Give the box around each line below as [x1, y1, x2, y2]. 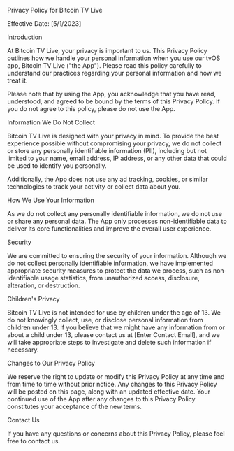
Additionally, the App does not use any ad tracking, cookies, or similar [7, 175, 208, 183]
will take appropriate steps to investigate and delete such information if [7, 338, 212, 346]
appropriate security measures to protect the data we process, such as [7, 266, 212, 275]
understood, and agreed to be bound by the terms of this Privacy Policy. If [7, 97, 220, 106]
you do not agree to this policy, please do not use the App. [7, 105, 176, 113]
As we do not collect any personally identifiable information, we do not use [7, 210, 222, 217]
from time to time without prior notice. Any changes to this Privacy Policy [7, 380, 217, 388]
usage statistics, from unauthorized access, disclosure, [41, 274, 200, 282]
